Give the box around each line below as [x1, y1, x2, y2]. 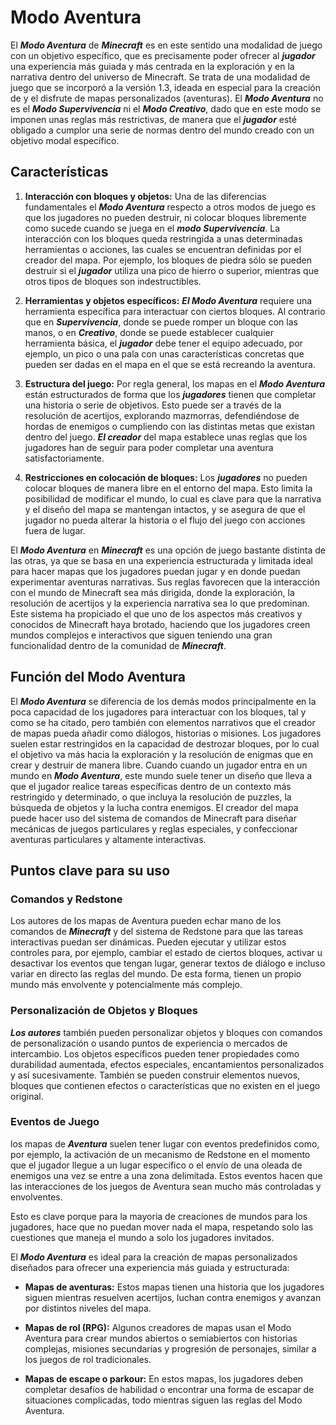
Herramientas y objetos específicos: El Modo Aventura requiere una [24, 294, 313, 306]
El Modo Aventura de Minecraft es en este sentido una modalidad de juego [10, 39, 323, 51]
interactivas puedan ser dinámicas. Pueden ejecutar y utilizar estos [10, 936, 287, 948]
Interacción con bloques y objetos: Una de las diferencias [24, 190, 267, 202]
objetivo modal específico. [10, 134, 120, 146]
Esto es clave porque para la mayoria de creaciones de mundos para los [10, 1210, 308, 1222]
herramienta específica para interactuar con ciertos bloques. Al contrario [24, 305, 326, 317]
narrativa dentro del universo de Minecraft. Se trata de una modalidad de [10, 71, 311, 83]
